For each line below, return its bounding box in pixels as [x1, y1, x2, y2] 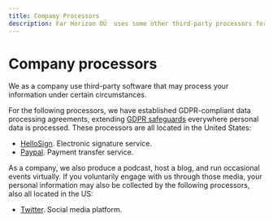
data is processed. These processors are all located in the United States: [8, 123, 252, 133]
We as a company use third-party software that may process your [8, 81, 229, 91]
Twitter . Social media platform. [19, 205, 123, 215]
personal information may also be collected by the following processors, [8, 181, 250, 190]
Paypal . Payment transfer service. [19, 147, 134, 157]
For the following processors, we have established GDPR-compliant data [8, 106, 252, 115]
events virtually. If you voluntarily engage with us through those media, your [8, 172, 262, 181]
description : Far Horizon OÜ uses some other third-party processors [8, 20, 253, 28]
